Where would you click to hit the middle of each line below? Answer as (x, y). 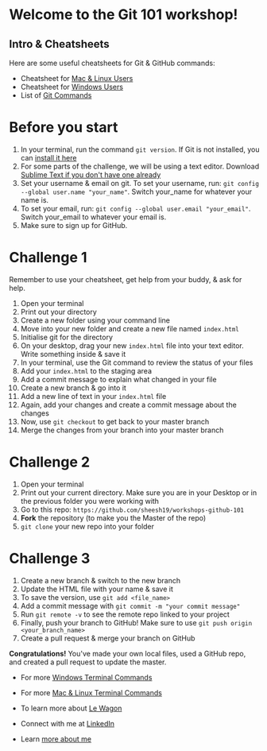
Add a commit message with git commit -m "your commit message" (130, 606)
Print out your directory (59, 312)
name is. (35, 199)
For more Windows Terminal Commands (86, 677)
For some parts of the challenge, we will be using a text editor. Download (140, 166)
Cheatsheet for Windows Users (72, 87)
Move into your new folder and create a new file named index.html (130, 328)
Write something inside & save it (73, 354)
